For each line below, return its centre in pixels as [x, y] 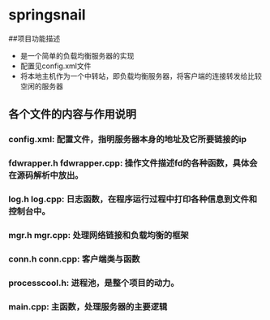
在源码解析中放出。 [46, 175]
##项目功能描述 [34, 38]
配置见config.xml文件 [56, 66]
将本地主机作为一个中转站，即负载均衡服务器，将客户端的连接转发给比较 [141, 76]
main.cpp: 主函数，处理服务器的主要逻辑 [88, 306]
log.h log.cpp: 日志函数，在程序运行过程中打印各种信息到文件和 [133, 199]
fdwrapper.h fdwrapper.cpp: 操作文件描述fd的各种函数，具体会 [133, 163]
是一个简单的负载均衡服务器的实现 [77, 55]
